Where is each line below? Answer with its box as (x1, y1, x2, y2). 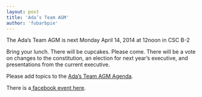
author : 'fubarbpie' (6, 20, 59, 26)
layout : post (6, 8, 39, 15)
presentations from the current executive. (6, 61, 110, 68)
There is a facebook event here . (6, 84, 86, 92)
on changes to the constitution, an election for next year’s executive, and (6, 55, 188, 62)
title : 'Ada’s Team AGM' (6, 14, 69, 20)
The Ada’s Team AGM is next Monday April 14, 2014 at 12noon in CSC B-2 (6, 37, 190, 44)
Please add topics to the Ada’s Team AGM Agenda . (6, 73, 133, 80)
